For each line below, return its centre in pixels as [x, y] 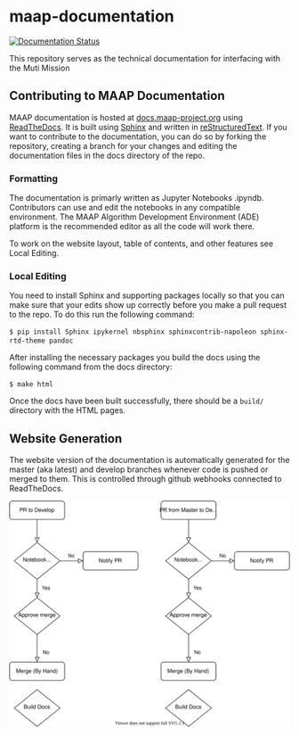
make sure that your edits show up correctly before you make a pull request [148, 305]
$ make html [31, 385]
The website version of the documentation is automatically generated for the [149, 460]
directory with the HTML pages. [68, 410]
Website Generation [66, 438]
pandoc [61, 341]
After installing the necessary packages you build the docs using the [135, 358]
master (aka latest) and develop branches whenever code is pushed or [139, 469]
